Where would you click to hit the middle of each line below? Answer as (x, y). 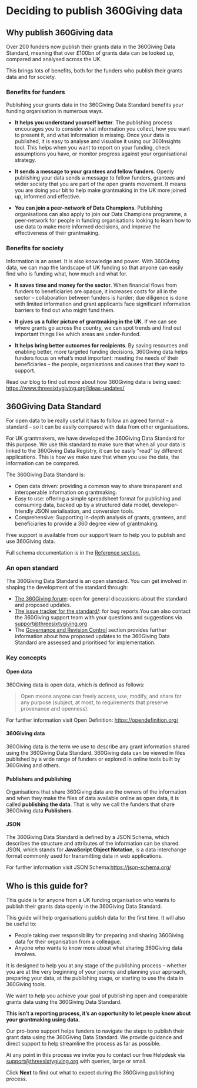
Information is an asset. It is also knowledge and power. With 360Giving (93, 261)
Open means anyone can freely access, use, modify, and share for (101, 696)
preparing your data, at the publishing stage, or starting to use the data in (95, 978)
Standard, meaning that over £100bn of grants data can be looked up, (90, 53)
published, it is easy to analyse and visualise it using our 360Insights (98, 141)
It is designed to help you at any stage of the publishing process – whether (96, 966)
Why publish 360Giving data (60, 33)
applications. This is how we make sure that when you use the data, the (93, 457)
